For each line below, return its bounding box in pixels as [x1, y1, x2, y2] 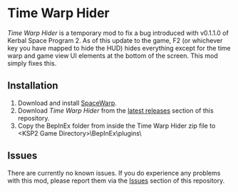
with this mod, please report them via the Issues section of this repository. [7, 176, 225, 185]
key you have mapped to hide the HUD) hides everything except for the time [7, 44, 232, 52]
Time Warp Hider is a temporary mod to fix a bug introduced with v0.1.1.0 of [7, 29, 229, 37]
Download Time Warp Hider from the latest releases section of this [17, 106, 214, 115]
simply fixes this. [7, 59, 57, 67]
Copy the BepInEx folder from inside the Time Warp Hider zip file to [17, 121, 216, 130]
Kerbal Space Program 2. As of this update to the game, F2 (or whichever [7, 36, 223, 44]
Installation [7, 80, 58, 92]
